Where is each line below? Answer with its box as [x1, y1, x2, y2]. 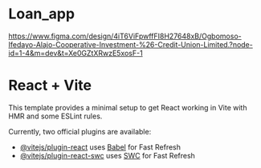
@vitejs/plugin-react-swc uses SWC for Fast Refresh [19, 150, 195, 160]
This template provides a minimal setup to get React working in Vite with [8, 102, 247, 112]
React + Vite [8, 77, 92, 94]
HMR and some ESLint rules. [8, 111, 103, 121]
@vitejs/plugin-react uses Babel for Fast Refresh [19, 142, 181, 152]
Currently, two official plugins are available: [8, 126, 152, 136]
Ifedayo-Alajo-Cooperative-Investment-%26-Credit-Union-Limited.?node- [8, 39, 253, 49]
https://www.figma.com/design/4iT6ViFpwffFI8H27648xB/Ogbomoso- [8, 31, 243, 41]
